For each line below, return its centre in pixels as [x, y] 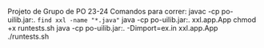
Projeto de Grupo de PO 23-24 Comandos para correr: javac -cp [114, 11]
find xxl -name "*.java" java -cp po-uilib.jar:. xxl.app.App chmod [147, 20]
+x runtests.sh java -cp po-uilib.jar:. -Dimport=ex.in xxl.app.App [113, 28]
